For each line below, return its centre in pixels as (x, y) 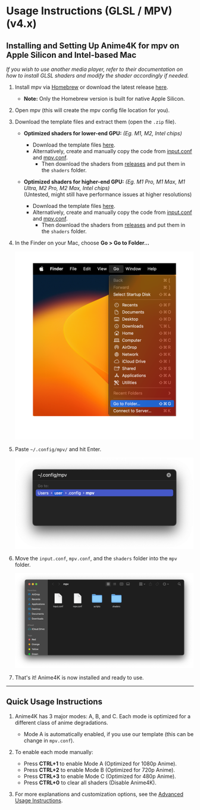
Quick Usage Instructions (54, 702)
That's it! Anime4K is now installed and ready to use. (79, 677)
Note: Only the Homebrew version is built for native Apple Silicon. (104, 99)
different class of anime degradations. (61, 722)
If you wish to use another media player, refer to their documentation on (95, 69)
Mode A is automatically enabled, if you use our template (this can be (109, 734)
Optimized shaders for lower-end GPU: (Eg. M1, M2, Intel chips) (103, 133)
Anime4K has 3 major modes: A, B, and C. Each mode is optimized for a (103, 716)
